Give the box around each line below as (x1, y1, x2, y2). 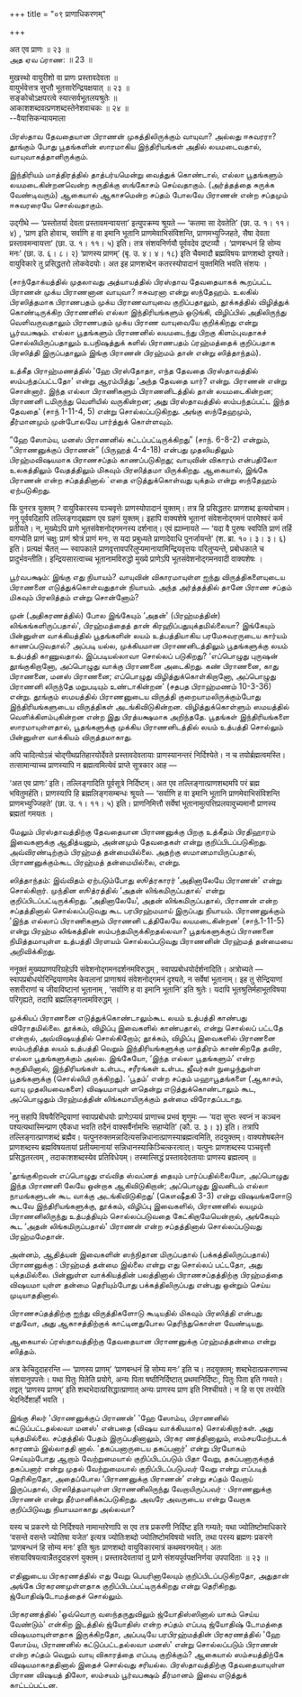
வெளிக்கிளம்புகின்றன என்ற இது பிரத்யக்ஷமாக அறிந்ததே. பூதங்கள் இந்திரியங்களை (9, 711, 290, 721)
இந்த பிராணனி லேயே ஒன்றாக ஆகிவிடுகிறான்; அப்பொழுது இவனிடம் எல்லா (9, 1180, 269, 1190)
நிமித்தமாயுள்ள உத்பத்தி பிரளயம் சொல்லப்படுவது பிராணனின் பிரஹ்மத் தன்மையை (9, 936, 293, 946)
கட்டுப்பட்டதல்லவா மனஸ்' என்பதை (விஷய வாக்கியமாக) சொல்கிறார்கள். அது (9, 1423, 274, 1433)
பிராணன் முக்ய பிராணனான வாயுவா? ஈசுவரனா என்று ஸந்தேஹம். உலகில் (9, 287, 259, 297)
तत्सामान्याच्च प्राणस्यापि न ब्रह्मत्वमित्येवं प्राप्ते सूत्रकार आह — (9, 760, 177, 770)
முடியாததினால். (9, 1289, 60, 1300)
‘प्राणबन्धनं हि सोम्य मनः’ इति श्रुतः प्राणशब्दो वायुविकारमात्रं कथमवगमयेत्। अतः (9, 1542, 223, 1553)
